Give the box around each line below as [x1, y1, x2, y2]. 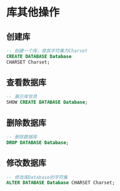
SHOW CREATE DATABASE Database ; [6, 99, 88, 106]
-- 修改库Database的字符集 [6, 174, 68, 180]
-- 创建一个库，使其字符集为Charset [6, 48, 88, 54]
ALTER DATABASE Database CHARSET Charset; [6, 180, 115, 186]
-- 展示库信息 [6, 94, 38, 100]
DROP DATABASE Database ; [6, 140, 69, 146]
